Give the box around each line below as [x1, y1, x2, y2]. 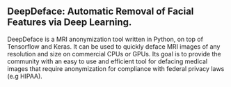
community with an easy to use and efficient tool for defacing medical [7, 57, 207, 65]
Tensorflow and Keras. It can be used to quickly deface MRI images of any [7, 42, 221, 51]
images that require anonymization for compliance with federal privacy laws [7, 64, 225, 72]
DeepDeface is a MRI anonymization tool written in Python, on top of [7, 35, 204, 43]
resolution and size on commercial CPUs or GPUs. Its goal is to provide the [7, 49, 221, 58]
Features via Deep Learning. [7, 17, 132, 29]
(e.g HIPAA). [7, 72, 43, 80]
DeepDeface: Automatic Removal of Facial [7, 6, 194, 17]
